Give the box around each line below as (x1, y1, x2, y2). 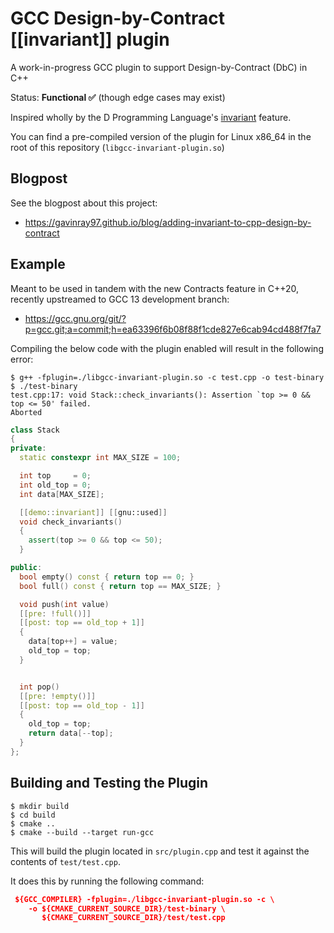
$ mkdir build (10, 801, 70, 811)
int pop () (19, 682, 60, 692)
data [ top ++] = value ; (28, 637, 118, 647)
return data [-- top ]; (28, 728, 114, 739)
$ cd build (10, 810, 56, 820)
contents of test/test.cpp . (10, 855, 121, 867)
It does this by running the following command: (10, 875, 205, 887)
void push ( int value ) (19, 599, 110, 609)
